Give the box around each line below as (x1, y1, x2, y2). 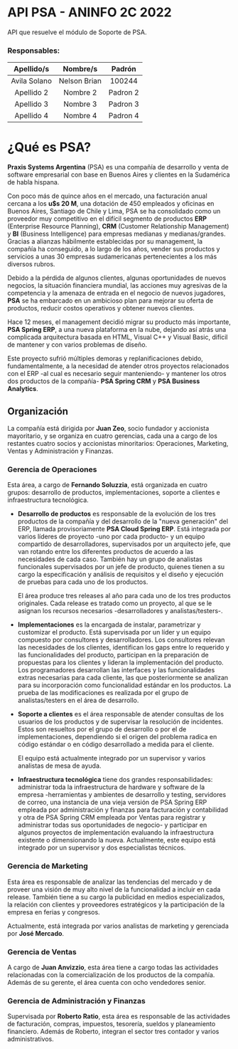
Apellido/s (13, 64, 50, 74)
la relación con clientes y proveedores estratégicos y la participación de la (7, 900, 225, 909)
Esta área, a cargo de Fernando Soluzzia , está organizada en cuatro (7, 481, 208, 489)
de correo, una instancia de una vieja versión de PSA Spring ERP (17, 798, 207, 807)
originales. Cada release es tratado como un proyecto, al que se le (17, 599, 212, 607)
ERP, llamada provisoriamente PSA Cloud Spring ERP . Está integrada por (17, 525, 231, 533)
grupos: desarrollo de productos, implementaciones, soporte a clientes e (7, 489, 220, 497)
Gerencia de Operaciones (7, 464, 97, 474)
